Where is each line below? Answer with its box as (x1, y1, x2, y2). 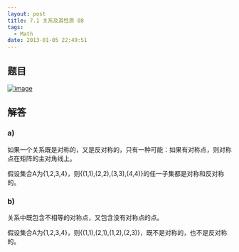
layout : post (7, 10, 46, 18)
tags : (7, 23, 23, 31)
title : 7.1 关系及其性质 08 (7, 17, 84, 24)
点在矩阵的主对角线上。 (7, 154, 76, 163)
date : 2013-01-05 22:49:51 (7, 37, 87, 44)
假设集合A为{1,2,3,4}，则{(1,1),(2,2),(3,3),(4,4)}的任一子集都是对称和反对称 (7, 169, 225, 177)
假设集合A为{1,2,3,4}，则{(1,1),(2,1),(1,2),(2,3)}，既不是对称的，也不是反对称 (7, 228, 228, 236)
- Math (14, 30, 33, 38)
